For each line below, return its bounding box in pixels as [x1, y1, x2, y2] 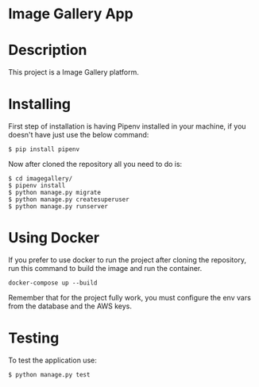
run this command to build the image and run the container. [8, 264, 203, 273]
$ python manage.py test [8, 370, 91, 378]
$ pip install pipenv [8, 145, 80, 153]
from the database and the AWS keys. [8, 301, 133, 311]
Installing [8, 95, 72, 114]
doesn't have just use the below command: [8, 130, 149, 140]
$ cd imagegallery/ [8, 175, 73, 183]
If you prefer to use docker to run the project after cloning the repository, [8, 255, 246, 265]
